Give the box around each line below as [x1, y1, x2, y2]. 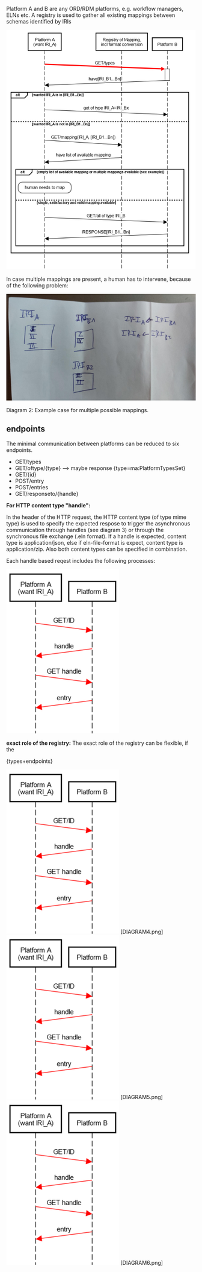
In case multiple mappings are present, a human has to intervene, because [6, 275, 191, 283]
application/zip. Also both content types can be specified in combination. [6, 545, 188, 553]
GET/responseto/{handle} [14, 490, 79, 497]
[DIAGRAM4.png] [120, 928, 164, 936]
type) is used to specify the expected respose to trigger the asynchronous [6, 519, 191, 527]
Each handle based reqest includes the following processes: [6, 557, 156, 564]
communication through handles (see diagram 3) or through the [6, 526, 164, 533]
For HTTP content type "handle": [6, 501, 91, 509]
